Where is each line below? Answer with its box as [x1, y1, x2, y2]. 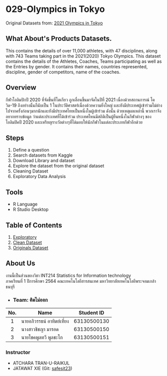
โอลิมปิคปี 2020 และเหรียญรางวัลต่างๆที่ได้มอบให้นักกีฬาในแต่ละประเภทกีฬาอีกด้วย [5, 119, 143, 125]
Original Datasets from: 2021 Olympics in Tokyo [5, 20, 103, 26]
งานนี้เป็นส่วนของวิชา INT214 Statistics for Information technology [5, 272, 131, 278]
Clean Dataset [12, 239, 42, 245]
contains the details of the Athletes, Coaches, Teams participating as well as [5, 58, 162, 64]
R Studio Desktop [12, 206, 49, 212]
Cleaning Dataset [12, 168, 49, 174]
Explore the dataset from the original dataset [12, 163, 104, 169]
